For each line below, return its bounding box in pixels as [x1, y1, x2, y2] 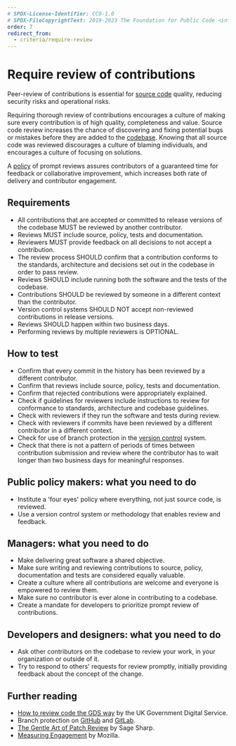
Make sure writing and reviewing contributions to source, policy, [17, 564, 204, 572]
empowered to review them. [17, 586, 99, 594]
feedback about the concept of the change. [17, 670, 144, 678]
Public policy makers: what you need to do [7, 477, 197, 488]
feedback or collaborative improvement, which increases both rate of [7, 169, 207, 178]
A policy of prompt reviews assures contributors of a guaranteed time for [7, 162, 218, 171]
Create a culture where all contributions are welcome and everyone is [17, 578, 219, 587]
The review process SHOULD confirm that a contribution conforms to [17, 253, 218, 261]
